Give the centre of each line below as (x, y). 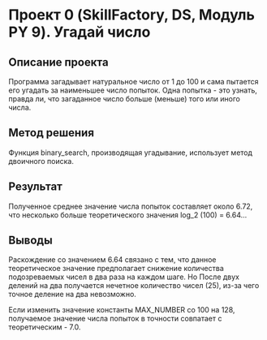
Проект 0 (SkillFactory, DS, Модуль (132, 15)
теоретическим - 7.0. (45, 327)
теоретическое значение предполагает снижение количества (116, 269)
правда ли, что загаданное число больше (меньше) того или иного (125, 99)
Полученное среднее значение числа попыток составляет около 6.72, (131, 206)
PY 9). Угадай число (80, 32)
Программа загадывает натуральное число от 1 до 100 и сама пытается (133, 82)
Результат (36, 187)
